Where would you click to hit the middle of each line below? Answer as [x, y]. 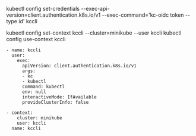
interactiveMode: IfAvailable [59, 97]
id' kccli [28, 21]
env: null [34, 92]
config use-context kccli [36, 39]
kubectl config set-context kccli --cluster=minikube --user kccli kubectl [94, 33]
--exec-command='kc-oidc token [143, 15]
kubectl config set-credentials [43, 9]
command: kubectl [43, 86]
